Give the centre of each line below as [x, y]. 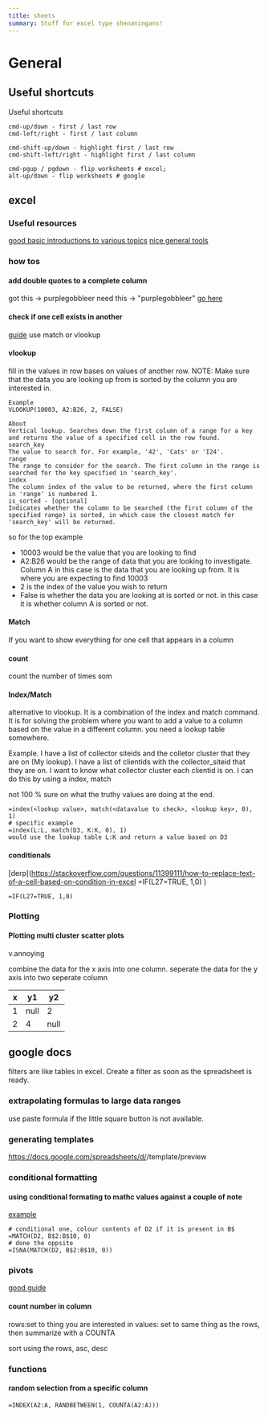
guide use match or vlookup [55, 335]
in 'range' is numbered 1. [53, 494]
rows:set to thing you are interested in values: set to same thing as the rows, [134, 1324]
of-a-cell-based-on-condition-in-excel [72, 882]
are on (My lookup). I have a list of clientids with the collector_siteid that [127, 762]
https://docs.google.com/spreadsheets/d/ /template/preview [108, 1157]
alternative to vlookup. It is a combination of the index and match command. [134, 712]
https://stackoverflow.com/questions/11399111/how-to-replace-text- [143, 873]
